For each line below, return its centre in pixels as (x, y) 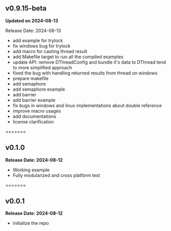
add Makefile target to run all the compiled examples (68, 57)
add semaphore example (39, 89)
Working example (31, 170)
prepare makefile (31, 78)
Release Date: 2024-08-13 (33, 31)
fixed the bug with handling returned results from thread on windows (85, 73)
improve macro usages (37, 111)
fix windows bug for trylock (41, 46)
